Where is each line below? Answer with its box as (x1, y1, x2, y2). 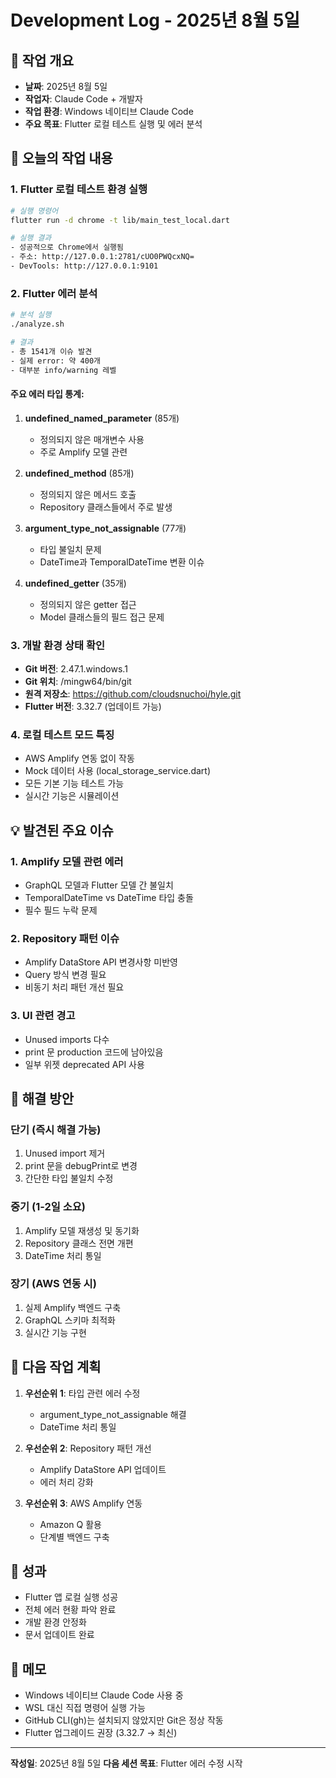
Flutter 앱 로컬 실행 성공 (24, 1591, 119, 1603)
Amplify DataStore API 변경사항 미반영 (24, 956, 178, 968)
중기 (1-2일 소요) (10, 1200, 86, 1214)
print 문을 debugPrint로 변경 (24, 1160, 138, 1172)
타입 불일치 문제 (39, 543, 102, 555)
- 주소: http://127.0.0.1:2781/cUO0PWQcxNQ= (10, 252, 195, 262)
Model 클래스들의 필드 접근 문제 (39, 611, 165, 623)
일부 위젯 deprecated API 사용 (24, 1058, 145, 1070)
